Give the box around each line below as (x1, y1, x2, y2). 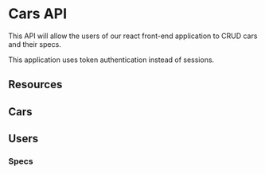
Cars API (8, 5, 68, 23)
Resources (8, 78, 63, 91)
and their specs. (8, 39, 61, 48)
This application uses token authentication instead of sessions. (8, 55, 215, 64)
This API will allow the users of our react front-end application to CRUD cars (8, 31, 258, 41)
